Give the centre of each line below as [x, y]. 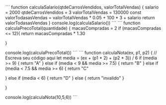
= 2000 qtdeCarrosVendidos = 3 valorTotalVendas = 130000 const [73, 12]
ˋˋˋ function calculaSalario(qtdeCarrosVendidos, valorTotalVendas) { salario [82, 7]
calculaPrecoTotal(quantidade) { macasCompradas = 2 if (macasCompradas [83, 28]
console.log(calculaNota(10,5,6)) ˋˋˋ [41, 97]
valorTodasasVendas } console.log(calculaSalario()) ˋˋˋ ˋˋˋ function [73, 23]
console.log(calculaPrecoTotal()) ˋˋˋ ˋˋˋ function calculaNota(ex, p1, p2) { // [81, 52]
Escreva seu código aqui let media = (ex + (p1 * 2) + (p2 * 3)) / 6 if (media [81, 58]
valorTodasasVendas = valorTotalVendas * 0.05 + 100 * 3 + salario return [80, 18]
